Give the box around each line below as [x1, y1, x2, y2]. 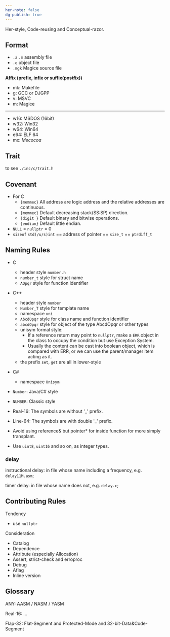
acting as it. [27, 353, 52, 359]
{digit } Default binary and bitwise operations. [20, 215, 119, 221]
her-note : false [5, 7, 39, 13]
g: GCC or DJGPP [12, 90, 50, 96]
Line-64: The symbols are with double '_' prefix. [12, 418, 113, 424]
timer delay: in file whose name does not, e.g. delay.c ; [5, 483, 119, 489]
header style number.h [20, 269, 66, 275]
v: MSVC [12, 95, 31, 102]
